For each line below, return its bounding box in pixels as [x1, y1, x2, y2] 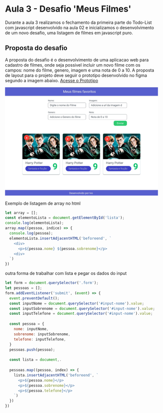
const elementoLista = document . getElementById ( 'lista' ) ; [5, 215, 125, 220]
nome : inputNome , [14, 327, 49, 332]
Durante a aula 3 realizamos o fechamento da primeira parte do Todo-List [5, 19, 152, 25]
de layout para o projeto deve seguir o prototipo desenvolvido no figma [5, 72, 147, 78]
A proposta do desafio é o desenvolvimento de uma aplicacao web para [5, 57, 149, 63]
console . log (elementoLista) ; [5, 220, 64, 226]
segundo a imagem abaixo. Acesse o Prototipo [5, 77, 98, 83]
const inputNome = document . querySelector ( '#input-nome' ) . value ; [9, 301, 145, 306]
